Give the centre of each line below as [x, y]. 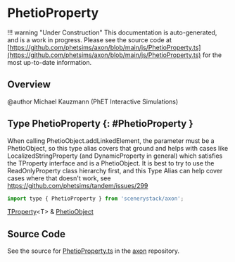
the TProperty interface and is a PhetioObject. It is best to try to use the [111, 163]
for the [212, 55]
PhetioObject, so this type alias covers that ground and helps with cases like [118, 148]
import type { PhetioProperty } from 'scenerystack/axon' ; [96, 199]
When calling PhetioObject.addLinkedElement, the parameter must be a [111, 141]
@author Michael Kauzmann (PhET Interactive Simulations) [93, 101]
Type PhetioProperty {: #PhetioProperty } [100, 124]
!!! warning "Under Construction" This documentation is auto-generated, [112, 32]
